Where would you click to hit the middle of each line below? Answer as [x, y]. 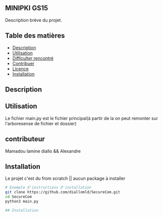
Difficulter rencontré [33, 58]
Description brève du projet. [34, 20]
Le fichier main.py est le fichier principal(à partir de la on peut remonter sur [81, 118]
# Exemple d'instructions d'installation [48, 188]
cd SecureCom [19, 197]
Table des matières [35, 36]
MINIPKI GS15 [27, 8]
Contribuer [23, 63]
